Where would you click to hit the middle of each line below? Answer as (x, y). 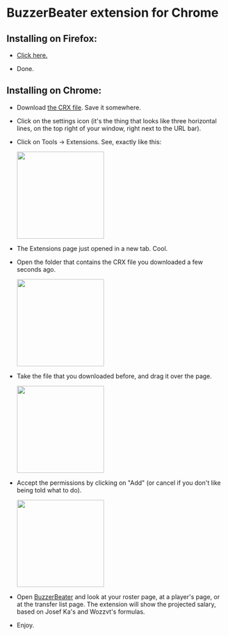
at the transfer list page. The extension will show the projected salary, (116, 604)
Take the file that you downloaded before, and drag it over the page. (114, 376)
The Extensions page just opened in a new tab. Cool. (92, 248)
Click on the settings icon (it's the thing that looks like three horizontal (116, 121)
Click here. (32, 55)
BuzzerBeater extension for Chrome (113, 13)
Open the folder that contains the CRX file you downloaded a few (109, 262)
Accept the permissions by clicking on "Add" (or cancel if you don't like (119, 483)
